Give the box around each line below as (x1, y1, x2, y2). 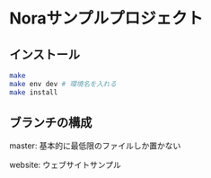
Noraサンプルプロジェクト (9, 8, 204, 29)
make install (9, 87, 58, 97)
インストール (9, 47, 81, 62)
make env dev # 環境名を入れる (9, 79, 117, 88)
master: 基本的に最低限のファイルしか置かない (9, 140, 181, 151)
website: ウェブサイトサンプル (9, 159, 121, 171)
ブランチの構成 (9, 115, 92, 130)
